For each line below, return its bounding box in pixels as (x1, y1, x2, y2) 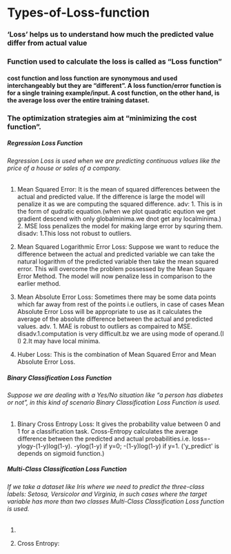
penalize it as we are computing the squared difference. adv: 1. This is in (17, 200, 223, 208)
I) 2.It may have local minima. (17, 337, 101, 345)
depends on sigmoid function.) (17, 449, 105, 457)
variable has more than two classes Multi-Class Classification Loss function (7, 497, 225, 506)
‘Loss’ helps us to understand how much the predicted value (7, 30, 214, 39)
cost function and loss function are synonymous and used (7, 74, 178, 82)
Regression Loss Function (7, 139, 83, 147)
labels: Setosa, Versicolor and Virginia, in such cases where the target (7, 490, 208, 498)
